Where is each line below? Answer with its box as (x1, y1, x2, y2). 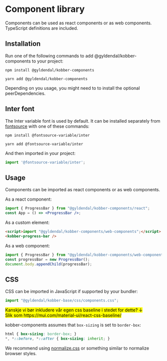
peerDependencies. (5, 90, 46, 96)
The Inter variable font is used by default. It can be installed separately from (5, 118, 161, 124)
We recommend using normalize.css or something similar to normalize (5, 345, 149, 351)
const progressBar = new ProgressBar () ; (5, 257, 90, 262)
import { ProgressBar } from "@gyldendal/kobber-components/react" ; (5, 206, 150, 211)
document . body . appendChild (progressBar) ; (5, 262, 92, 267)
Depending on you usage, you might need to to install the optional (5, 85, 140, 91)
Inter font (5, 105, 35, 113)
